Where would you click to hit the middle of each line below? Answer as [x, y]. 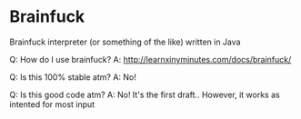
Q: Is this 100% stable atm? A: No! [73, 77]
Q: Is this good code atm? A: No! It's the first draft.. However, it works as [145, 94]
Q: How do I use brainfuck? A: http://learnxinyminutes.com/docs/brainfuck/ [150, 59]
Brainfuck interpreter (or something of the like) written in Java [125, 42]
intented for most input [52, 104]
